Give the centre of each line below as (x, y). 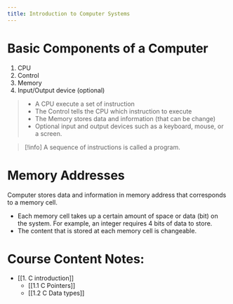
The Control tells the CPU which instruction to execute (113, 111)
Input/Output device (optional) (61, 90)
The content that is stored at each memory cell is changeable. (107, 230)
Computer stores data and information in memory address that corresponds (117, 195)
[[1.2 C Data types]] (56, 293)
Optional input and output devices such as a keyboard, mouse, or (129, 126)
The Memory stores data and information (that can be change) (125, 118)
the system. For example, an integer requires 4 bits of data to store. (115, 223)
